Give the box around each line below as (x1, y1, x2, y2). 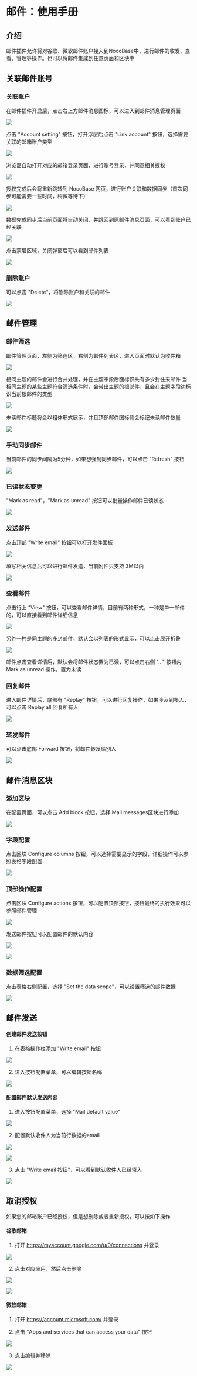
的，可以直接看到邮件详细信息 (6, 611, 78, 618)
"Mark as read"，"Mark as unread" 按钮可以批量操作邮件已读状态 (6, 497, 164, 504)
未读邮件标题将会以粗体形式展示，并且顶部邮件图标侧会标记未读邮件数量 (6, 414, 181, 421)
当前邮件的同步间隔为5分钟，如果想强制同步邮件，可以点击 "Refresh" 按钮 (6, 455, 185, 462)
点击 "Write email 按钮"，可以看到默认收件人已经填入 (14, 1166, 142, 1173)
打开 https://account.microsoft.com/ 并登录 (14, 1316, 119, 1323)
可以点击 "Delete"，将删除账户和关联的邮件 (6, 288, 110, 295)
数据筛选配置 (6, 968, 43, 977)
